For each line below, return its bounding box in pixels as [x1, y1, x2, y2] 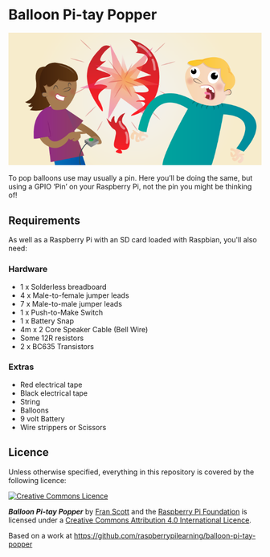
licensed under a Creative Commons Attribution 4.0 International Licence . [8, 515, 252, 525]
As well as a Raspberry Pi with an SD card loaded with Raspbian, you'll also [8, 235, 257, 245]
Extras [8, 361, 35, 372]
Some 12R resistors [19, 333, 84, 343]
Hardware [8, 263, 48, 274]
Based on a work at [8, 531, 72, 540]
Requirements [8, 213, 80, 227]
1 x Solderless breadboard [19, 282, 107, 291]
